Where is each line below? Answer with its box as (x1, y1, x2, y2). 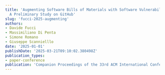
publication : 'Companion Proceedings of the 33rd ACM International (5, 62, 148, 67)
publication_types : (5, 53, 45, 58)
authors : (5, 21, 23, 26)
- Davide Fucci (5, 26, 36, 31)
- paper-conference (5, 58, 45, 63)
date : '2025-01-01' (5, 44, 45, 49)
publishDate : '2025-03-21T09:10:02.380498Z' (5, 48, 98, 53)
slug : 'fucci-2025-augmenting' (5, 16, 69, 21)
